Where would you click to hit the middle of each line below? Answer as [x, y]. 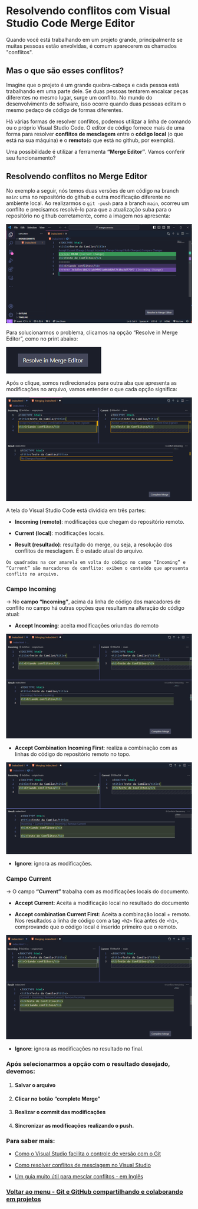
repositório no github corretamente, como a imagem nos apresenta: [88, 216]
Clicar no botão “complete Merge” [57, 1099]
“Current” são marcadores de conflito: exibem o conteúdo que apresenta [97, 568]
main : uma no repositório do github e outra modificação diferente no [88, 197]
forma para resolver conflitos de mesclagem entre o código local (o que [95, 134]
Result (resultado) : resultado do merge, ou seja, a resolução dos [93, 544]
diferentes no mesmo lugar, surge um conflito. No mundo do [79, 97]
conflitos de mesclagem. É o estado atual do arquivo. [79, 551]
